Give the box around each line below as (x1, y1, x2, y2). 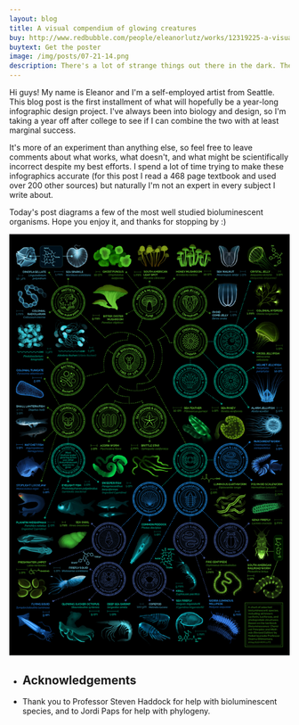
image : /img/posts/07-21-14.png (9, 52, 129, 62)
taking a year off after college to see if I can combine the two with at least (9, 116, 279, 126)
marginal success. (9, 125, 77, 136)
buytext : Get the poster (9, 43, 101, 52)
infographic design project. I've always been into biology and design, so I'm (9, 106, 287, 116)
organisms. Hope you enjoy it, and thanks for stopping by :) (9, 217, 227, 227)
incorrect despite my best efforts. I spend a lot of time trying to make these (9, 161, 285, 171)
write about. (9, 190, 53, 200)
